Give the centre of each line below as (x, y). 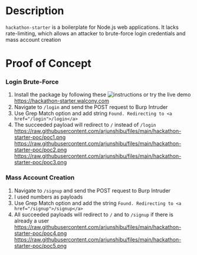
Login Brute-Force (32, 82)
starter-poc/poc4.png (40, 233)
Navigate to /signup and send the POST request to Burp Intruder (92, 190)
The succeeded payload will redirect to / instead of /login (85, 125)
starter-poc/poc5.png (40, 246)
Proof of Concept (49, 64)
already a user (32, 221)
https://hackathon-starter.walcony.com (62, 101)
